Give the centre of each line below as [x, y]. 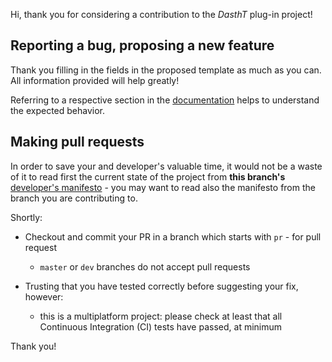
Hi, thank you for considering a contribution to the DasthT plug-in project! [161, 14]
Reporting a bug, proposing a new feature [142, 45]
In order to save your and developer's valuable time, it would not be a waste [166, 166]
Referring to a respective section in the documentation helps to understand [165, 100]
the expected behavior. [58, 110]
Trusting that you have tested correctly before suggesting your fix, [161, 286]
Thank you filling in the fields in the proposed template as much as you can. [166, 70]
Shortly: [26, 217]
